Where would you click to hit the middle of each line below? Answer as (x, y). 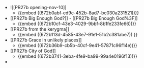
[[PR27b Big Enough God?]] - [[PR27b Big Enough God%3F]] (74, 18)
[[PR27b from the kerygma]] (40, 29)
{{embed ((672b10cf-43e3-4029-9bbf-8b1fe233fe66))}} (77, 24)
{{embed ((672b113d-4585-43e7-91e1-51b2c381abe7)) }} (78, 35)
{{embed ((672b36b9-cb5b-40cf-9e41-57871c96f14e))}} (77, 45)
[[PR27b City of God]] (33, 51)
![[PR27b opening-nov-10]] (38, 7)
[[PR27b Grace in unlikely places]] (46, 40)
